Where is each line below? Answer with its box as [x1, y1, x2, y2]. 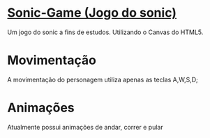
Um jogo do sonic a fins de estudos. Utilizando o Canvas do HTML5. [7, 28, 204, 36]
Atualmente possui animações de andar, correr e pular [7, 123, 163, 131]
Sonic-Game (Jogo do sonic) [7, 5, 177, 21]
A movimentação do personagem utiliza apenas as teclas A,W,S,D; [7, 75, 199, 84]
